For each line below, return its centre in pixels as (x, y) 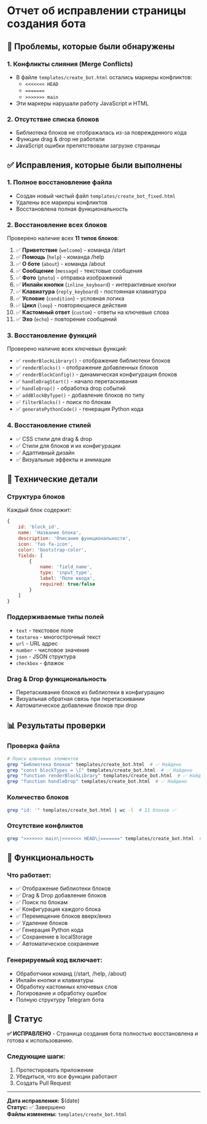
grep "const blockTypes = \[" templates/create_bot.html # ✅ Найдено (100, 770)
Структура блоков (36, 497)
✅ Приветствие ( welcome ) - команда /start (70, 250)
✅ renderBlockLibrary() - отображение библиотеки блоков (93, 361)
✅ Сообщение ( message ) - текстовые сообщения (79, 271)
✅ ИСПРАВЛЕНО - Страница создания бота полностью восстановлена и (103, 1034)
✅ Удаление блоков (42, 923)
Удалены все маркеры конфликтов (62, 202)
